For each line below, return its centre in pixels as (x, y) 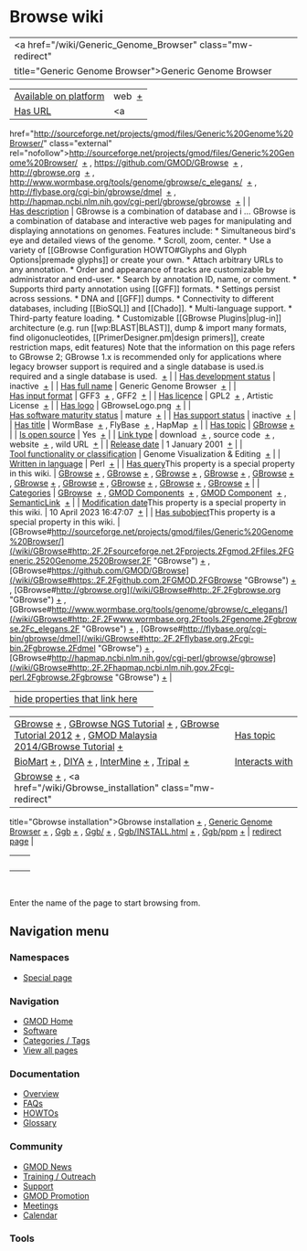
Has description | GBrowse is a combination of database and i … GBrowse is (153, 211)
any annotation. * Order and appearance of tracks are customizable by (143, 269)
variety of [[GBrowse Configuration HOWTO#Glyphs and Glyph (128, 249)
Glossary (40, 1123)
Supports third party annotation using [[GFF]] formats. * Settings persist (145, 289)
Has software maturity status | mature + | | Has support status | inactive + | (153, 415)
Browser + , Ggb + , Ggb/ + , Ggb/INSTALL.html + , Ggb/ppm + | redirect (145, 831)
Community (36, 1147)
